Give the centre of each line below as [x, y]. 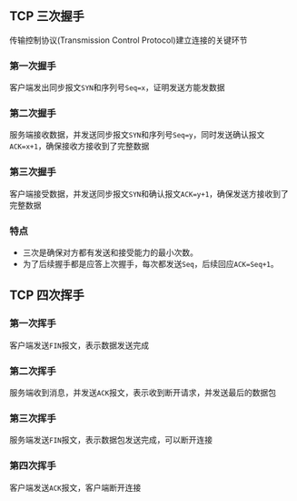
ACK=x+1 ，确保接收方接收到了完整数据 [79, 146]
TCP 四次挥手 [47, 296]
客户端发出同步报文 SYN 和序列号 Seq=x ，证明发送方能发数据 [117, 87]
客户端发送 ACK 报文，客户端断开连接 [75, 487]
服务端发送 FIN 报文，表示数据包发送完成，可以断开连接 [111, 440]
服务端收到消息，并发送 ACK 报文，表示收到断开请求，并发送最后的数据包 [143, 392]
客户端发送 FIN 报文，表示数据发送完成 [79, 345]
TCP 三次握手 [47, 16]
